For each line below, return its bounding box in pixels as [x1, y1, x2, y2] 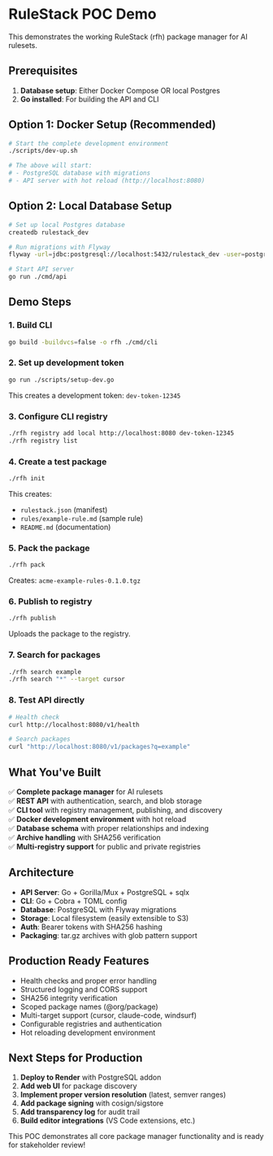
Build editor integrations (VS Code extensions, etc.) [19, 1115, 196, 1126]
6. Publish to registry [8, 596, 93, 607]
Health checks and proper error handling [19, 976, 157, 985]
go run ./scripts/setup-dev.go [8, 376, 115, 384]
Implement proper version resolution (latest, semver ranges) [19, 1090, 227, 1100]
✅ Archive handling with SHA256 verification [8, 832, 161, 842]
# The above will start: [8, 162, 93, 170]
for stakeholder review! [8, 1140, 86, 1150]
